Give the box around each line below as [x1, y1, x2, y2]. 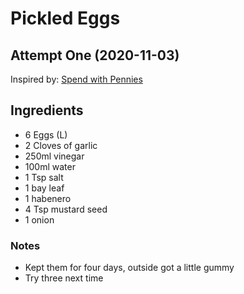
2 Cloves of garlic [24, 139, 98, 151]
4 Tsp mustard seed [24, 203, 108, 215]
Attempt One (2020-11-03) [10, 47, 180, 64]
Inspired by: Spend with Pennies [10, 73, 143, 85]
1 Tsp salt [24, 171, 64, 183]
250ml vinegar [24, 150, 85, 162]
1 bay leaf [24, 182, 65, 194]
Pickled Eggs [10, 7, 121, 30]
